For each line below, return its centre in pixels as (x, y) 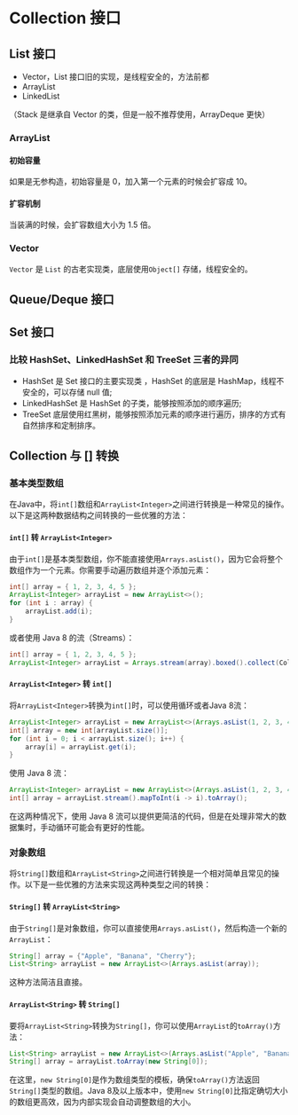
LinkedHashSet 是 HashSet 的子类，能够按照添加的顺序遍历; (132, 403)
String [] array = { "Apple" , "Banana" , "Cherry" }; (103, 956)
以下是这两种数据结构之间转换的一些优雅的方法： (98, 515)
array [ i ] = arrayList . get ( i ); (81, 747)
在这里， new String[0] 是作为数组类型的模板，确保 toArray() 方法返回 (134, 1080)
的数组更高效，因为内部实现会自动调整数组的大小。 (102, 1102)
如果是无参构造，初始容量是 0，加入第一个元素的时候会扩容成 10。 (131, 182)
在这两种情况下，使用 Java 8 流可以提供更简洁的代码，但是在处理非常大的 (144, 816)
